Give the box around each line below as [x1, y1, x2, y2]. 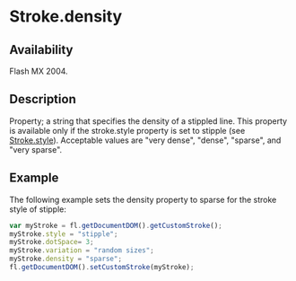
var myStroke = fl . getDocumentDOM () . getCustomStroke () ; [9, 221, 222, 230]
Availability [9, 42, 74, 57]
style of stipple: [9, 204, 67, 215]
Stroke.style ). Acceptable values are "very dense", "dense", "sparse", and [9, 135, 282, 145]
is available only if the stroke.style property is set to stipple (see [9, 125, 246, 136]
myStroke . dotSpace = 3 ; [9, 238, 94, 247]
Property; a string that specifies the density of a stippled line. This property [9, 115, 288, 127]
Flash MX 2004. [9, 66, 69, 76]
